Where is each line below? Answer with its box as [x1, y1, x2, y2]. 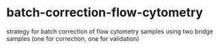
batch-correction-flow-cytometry [6, 5, 203, 20]
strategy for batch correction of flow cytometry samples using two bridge [6, 27, 213, 35]
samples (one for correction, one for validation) [6, 34, 139, 42]
